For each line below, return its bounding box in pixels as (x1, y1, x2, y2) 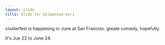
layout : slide (5, 7, 35, 12)
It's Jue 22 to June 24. (5, 35, 51, 41)
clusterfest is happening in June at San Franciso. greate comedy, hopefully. (5, 25, 161, 31)
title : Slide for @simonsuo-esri (5, 12, 75, 17)
